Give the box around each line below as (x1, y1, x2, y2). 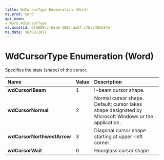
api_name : (5, 16, 25, 21)
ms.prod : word (5, 12, 34, 17)
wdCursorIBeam (7, 86, 46, 93)
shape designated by (94, 107, 143, 114)
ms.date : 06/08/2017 (5, 30, 47, 35)
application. (94, 119, 121, 126)
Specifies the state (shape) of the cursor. (5, 67, 88, 73)
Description (94, 79, 122, 85)
